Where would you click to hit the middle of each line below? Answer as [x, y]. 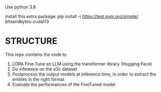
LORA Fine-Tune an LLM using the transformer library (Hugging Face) [82, 64]
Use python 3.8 [20, 7]
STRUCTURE [31, 41]
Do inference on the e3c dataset [44, 69]
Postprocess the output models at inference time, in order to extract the [84, 74]
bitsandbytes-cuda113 [27, 22]
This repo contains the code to [36, 54]
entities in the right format [38, 79]
